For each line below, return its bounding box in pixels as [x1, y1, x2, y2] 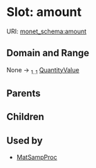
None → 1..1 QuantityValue [6, 65, 80, 76]
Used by [6, 135, 43, 146]
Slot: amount [6, 4, 82, 20]
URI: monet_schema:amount [6, 27, 87, 35]
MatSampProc [16, 153, 57, 162]
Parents [6, 87, 41, 99]
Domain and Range [6, 47, 90, 59]
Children [6, 111, 44, 123]
